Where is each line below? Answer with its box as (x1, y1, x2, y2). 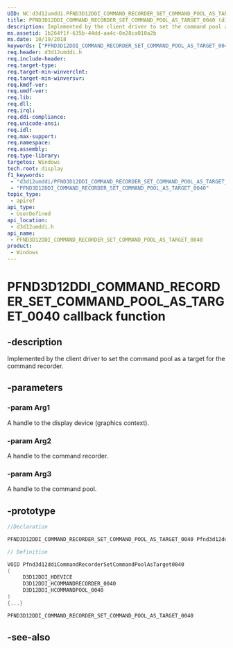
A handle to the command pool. (7, 485, 97, 493)
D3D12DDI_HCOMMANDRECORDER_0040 (22, 581, 116, 588)
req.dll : (7, 101, 33, 108)
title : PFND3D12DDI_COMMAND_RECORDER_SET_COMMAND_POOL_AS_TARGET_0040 (7, 17, 216, 24)
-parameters (7, 382, 63, 394)
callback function (62, 308, 166, 324)
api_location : (7, 217, 49, 224)
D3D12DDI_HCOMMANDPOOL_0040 (22, 587, 104, 594)
